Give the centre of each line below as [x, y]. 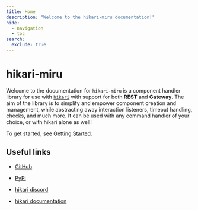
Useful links [29, 152]
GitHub [23, 166]
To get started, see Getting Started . [49, 133]
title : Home [21, 12]
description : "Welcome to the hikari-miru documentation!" [81, 17]
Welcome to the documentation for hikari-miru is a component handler [93, 90]
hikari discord [31, 189]
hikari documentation [41, 201]
